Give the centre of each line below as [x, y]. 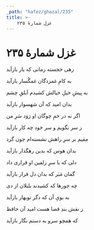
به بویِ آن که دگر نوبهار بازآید [38, 197]
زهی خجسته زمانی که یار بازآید [40, 69]
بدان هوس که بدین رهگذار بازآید [41, 151]
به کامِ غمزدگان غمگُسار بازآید [39, 81]
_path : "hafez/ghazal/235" [40, 12]
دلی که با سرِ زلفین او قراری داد [41, 162]
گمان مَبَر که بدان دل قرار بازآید [41, 174]
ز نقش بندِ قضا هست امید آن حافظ [45, 209]
